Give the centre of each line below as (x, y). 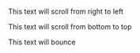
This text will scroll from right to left (66, 11)
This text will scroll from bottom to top (70, 26)
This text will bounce (42, 42)
